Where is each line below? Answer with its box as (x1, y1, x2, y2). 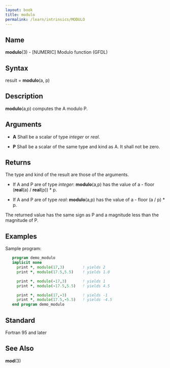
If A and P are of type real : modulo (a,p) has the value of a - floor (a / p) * (12, 196, 165, 203)
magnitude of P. (5, 217, 39, 223)
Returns (5, 158, 31, 167)
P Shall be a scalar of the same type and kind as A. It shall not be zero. (12, 143, 160, 150)
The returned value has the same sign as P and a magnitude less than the (5, 212, 159, 218)
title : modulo (5, 12, 36, 17)
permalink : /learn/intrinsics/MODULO (5, 17, 85, 22)
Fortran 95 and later (5, 329, 47, 336)
